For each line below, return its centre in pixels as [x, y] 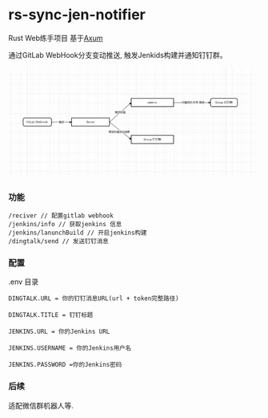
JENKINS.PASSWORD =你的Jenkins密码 [65, 365]
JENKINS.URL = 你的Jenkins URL [59, 332]
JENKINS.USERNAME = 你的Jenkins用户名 [70, 348]
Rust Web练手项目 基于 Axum [56, 38]
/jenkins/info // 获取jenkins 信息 [65, 224]
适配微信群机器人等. [41, 405]
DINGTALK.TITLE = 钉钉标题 [51, 315]
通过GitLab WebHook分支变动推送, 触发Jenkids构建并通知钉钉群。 [118, 55]
